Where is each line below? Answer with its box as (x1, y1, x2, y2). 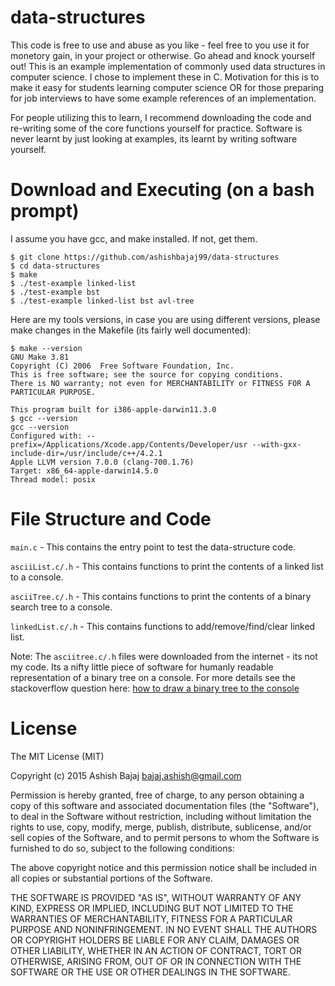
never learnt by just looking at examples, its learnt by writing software (10, 132, 298, 145)
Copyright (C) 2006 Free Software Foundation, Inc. (10, 361, 235, 371)
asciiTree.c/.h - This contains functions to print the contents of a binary (10, 590, 312, 602)
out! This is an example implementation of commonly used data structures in (10, 60, 326, 72)
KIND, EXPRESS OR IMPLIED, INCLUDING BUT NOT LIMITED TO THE (10, 902, 294, 914)
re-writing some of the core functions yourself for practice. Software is (10, 122, 303, 134)
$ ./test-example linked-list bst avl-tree (10, 296, 195, 306)
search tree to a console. (10, 601, 113, 613)
